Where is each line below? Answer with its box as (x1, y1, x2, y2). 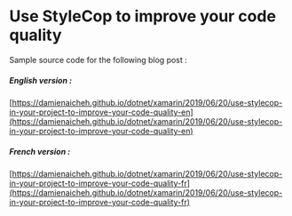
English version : (9, 75, 73, 85)
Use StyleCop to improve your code (9, 6, 277, 27)
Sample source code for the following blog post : (9, 54, 188, 65)
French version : (9, 146, 71, 156)
